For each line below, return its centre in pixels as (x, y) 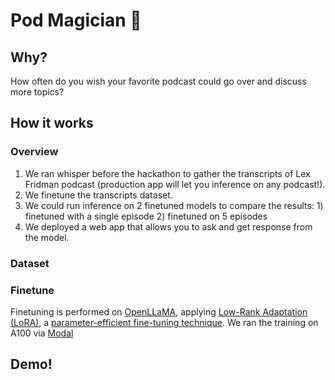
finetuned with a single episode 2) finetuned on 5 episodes (146, 216)
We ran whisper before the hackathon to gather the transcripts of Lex (167, 173)
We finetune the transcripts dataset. (98, 195)
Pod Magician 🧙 (76, 20)
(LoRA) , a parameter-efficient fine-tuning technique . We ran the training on (164, 322)
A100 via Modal (42, 333)
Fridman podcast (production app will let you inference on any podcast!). (175, 184)
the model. (47, 237)
